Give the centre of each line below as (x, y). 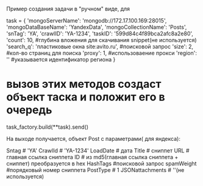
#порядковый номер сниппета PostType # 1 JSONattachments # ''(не (95, 170)
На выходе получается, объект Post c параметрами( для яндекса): (94, 138)
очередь (29, 110)
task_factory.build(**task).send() (48, 127)
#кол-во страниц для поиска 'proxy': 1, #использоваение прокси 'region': (101, 53)
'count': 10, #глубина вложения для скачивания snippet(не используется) (101, 40)
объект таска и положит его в (86, 97)
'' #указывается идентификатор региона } (61, 59)
